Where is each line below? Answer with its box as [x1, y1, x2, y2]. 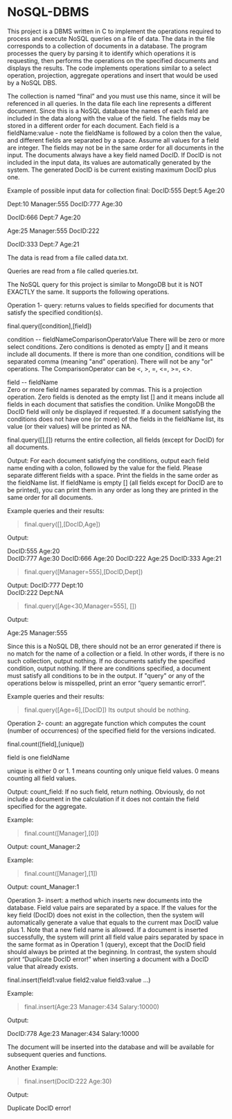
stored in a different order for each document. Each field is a [7, 121, 180, 129]
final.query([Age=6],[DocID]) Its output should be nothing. [24, 706, 190, 714]
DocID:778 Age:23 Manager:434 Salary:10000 [7, 1029, 140, 1037]
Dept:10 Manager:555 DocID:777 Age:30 [7, 199, 123, 208]
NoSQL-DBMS [7, 4, 89, 20]
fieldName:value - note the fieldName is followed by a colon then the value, [7, 129, 222, 137]
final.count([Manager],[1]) [24, 869, 98, 877]
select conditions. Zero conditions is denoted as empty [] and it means [7, 342, 209, 350]
